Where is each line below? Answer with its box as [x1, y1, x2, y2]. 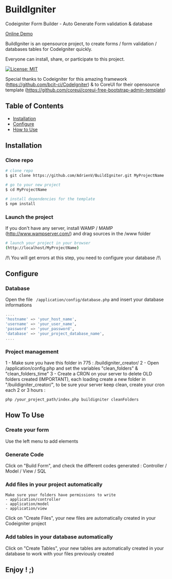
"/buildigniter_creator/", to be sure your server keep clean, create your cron [5, 382, 165, 388]
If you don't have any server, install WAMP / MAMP [5, 225, 113, 231]
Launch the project [5, 213, 54, 221]
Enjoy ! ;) [5, 565, 34, 574]
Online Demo [5, 30, 33, 37]
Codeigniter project [5, 520, 46, 527]
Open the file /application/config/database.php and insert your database [5, 297, 164, 303]
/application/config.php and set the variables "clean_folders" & [5, 365, 139, 371]
